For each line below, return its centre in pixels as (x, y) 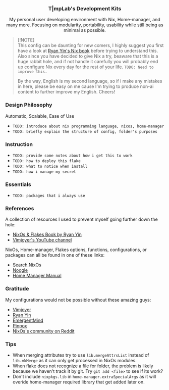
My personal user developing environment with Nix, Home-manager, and (85, 20)
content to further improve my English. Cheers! (66, 92)
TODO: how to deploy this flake (46, 161)
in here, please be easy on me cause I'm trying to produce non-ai (86, 86)
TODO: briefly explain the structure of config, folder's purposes (85, 131)
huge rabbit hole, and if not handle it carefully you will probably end (88, 62)
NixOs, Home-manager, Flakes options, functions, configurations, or (76, 250)
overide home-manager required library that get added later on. (78, 382)
